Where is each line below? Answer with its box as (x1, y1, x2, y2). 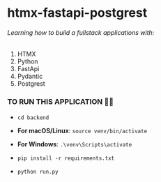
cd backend (17, 114, 49, 121)
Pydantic (17, 72, 43, 81)
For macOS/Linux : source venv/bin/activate (17, 126, 148, 135)
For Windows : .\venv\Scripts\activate (17, 139, 132, 148)
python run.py (17, 168, 59, 175)
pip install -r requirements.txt (17, 155, 115, 162)
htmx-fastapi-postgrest (7, 5, 148, 21)
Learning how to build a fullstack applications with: (7, 28, 155, 36)
